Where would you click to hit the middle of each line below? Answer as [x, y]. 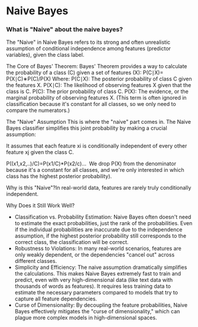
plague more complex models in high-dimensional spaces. [86, 318]
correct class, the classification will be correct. [72, 242]
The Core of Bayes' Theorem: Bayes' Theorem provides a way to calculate [97, 66]
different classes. [36, 261]
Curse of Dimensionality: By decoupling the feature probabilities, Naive [101, 305]
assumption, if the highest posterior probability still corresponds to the [100, 236]
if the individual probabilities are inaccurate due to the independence [98, 230]
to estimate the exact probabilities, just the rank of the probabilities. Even [103, 223]
